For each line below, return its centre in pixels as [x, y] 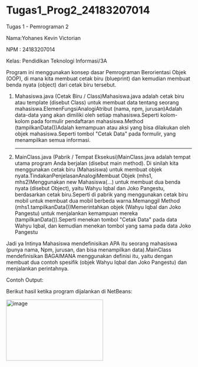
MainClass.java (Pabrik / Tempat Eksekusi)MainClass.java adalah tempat [103, 157]
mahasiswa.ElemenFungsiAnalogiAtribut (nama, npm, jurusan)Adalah [98, 108]
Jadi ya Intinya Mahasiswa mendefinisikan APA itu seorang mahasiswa [92, 243]
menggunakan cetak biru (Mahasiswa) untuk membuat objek [88, 169]
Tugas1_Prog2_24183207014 [78, 10]
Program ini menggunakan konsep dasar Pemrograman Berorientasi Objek [96, 72]
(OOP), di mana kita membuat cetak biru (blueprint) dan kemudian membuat [98, 78]
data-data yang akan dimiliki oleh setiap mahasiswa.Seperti [87, 115]
